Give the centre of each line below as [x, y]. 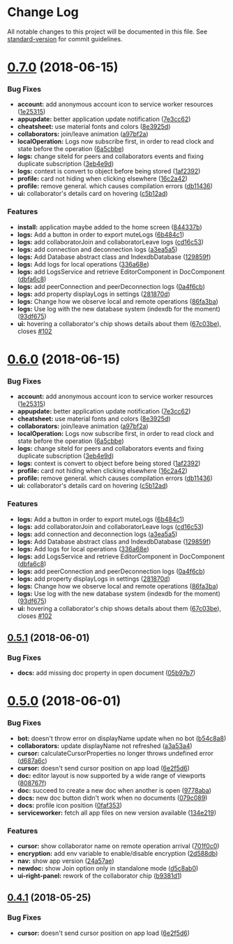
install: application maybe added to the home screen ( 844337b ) [110, 227]
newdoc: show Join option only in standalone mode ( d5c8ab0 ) [108, 868]
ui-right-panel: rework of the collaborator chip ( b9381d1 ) [100, 875]
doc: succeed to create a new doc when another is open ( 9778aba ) [114, 790]
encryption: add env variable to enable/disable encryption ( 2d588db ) [118, 853]
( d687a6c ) [32, 761]
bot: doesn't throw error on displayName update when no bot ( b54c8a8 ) [122, 738]
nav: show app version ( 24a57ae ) [66, 861]
